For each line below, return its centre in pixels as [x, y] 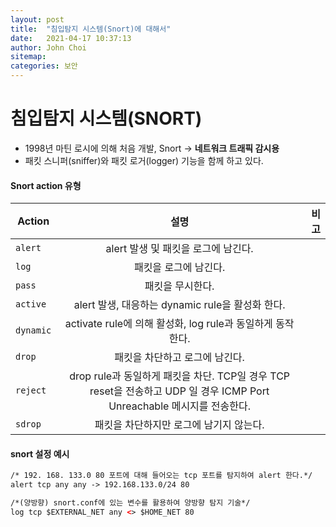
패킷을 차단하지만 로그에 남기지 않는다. [179, 425]
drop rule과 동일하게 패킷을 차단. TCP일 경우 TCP [180, 376]
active [31, 304]
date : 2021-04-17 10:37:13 [71, 38]
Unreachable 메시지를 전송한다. [180, 406]
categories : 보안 [44, 66]
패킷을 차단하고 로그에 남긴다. [179, 358]
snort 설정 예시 [40, 453]
